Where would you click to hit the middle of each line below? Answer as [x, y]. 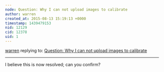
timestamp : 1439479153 [28, 23]
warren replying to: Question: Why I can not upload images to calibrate [76, 50]
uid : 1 [12, 37]
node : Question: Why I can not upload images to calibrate [66, 9]
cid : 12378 [16, 32]
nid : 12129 [16, 28]
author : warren [20, 14]
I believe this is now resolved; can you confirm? [53, 64]
